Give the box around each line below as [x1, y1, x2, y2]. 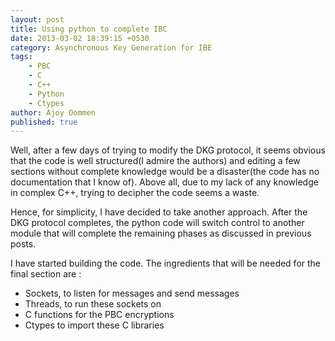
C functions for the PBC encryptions [24, 309, 175, 321]
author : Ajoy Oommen [10, 107, 97, 118]
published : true [10, 117, 78, 127]
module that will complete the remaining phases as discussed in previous [10, 227, 312, 240]
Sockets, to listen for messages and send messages [24, 287, 240, 300]
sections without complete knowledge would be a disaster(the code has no [10, 166, 320, 178]
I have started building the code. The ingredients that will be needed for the [10, 257, 322, 270]
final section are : [10, 268, 82, 280]
